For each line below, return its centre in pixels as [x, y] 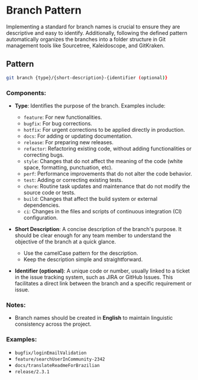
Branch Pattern [44, 10]
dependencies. [42, 205]
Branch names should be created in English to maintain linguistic [94, 318]
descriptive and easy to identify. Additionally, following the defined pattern [97, 33]
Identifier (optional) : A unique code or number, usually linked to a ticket [102, 271]
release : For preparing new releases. [69, 142]
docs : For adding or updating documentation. [78, 136]
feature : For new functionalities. [63, 117]
